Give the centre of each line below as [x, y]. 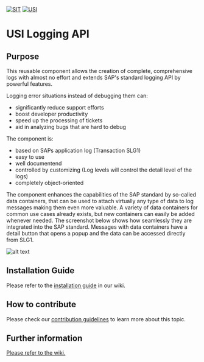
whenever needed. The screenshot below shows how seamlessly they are [99, 220]
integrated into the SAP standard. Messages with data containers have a [97, 227]
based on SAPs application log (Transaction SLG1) [78, 150]
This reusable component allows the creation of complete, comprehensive [100, 71]
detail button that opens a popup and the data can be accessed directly [96, 233]
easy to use [30, 157]
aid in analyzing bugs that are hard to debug [71, 127]
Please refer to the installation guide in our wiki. [66, 285]
